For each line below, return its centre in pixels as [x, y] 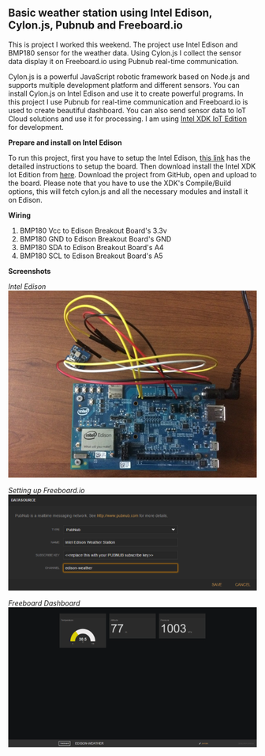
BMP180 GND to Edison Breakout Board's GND [95, 239]
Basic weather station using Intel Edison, [110, 13]
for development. [36, 127]
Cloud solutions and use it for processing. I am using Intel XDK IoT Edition [127, 119]
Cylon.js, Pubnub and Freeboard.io [95, 26]
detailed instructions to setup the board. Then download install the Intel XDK [132, 166]
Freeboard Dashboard [44, 603]
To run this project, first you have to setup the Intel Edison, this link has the [129, 158]
